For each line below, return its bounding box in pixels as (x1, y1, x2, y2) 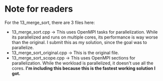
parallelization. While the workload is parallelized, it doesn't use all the (11, 60, 154, 66)
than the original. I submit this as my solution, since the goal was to (11, 39, 147, 45)
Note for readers (4, 3, 73, 15)
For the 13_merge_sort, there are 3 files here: (4, 20, 95, 25)
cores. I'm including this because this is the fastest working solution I (11, 65, 156, 71)
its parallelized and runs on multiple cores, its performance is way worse (11, 34, 158, 40)
